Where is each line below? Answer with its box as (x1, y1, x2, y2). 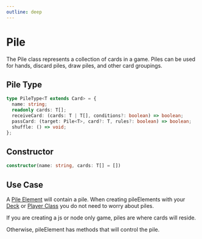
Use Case (6, 179, 44, 190)
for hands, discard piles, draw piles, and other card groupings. (6, 62, 162, 69)
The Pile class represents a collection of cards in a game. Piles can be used (6, 55, 196, 63)
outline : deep (6, 9, 43, 15)
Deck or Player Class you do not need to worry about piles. (6, 202, 154, 209)
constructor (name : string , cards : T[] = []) (6, 163, 121, 169)
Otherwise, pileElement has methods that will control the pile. (6, 226, 160, 233)
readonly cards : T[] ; (12, 107, 67, 113)
